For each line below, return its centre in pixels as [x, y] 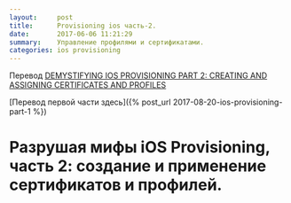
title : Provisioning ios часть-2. [83, 26]
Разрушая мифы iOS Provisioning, [140, 148]
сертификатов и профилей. [116, 185]
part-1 [20, 112]
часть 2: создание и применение [138, 166]
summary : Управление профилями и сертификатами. [106, 42]
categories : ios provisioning [65, 51]
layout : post [41, 17]
